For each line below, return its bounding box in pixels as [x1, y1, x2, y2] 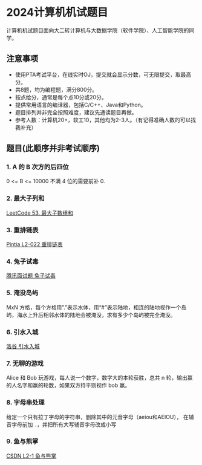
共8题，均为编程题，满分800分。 [15, 86, 98, 93]
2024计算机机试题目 [6, 5, 108, 19]
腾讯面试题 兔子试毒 [6, 272, 56, 279]
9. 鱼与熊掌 [6, 437, 39, 446]
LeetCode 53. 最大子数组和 [6, 209, 74, 216]
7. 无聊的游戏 [6, 359, 44, 368]
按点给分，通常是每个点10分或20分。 [15, 93, 107, 100]
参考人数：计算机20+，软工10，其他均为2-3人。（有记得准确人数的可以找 [15, 116, 197, 123]
